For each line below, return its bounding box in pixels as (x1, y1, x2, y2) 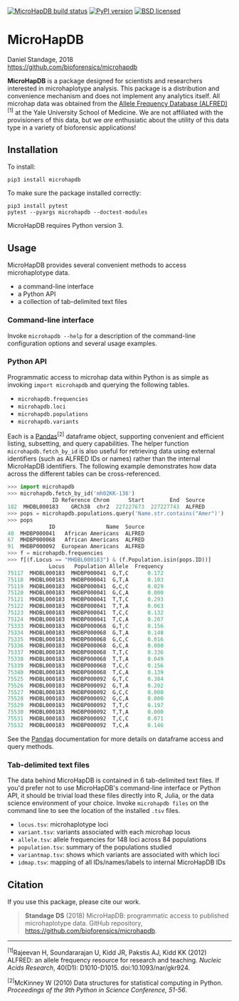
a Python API (17, 290, 56, 298)
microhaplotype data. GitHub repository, (24, 918, 143, 927)
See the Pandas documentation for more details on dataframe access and (7, 734, 224, 743)
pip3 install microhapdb (7, 177, 81, 184)
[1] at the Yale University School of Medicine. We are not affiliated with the (7, 107, 224, 117)
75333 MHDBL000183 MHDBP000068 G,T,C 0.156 (7, 622, 164, 629)
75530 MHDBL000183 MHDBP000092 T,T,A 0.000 (7, 708, 164, 716)
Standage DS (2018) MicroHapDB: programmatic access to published (24, 911, 229, 920)
